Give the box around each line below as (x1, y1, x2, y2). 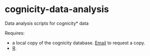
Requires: (5, 30, 25, 36)
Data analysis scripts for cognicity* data (5, 20, 89, 26)
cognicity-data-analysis (5, 4, 109, 15)
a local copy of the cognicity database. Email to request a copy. (12, 39, 145, 46)
